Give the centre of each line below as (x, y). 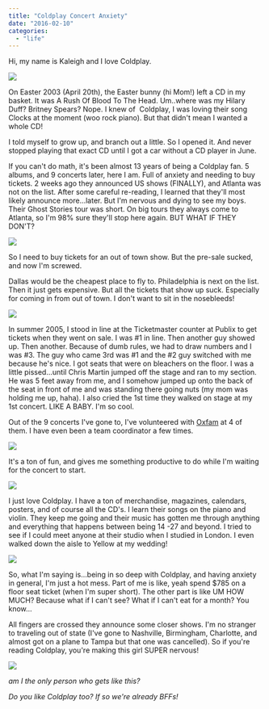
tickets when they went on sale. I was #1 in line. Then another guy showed (132, 338)
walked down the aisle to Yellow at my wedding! (88, 544)
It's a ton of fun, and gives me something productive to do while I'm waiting (134, 462)
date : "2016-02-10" (41, 23)
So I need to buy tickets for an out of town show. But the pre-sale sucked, (131, 257)
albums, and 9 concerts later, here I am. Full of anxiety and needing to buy (132, 175)
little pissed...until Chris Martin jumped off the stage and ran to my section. (132, 372)
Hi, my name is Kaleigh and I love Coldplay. (80, 61)
